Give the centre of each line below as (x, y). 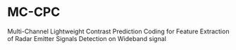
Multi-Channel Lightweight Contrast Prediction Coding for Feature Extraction (118, 31)
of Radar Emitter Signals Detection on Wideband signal (87, 38)
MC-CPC (34, 12)
